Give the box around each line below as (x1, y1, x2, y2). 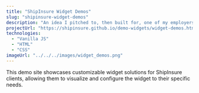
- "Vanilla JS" (11, 36, 49, 42)
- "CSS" (11, 47, 31, 53)
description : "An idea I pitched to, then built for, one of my (6, 19, 168, 25)
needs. (6, 81, 23, 88)
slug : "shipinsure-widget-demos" (6, 14, 89, 20)
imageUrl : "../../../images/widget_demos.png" (6, 52, 123, 58)
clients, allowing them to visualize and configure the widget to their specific (6, 75, 191, 82)
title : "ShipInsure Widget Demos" (6, 8, 92, 15)
